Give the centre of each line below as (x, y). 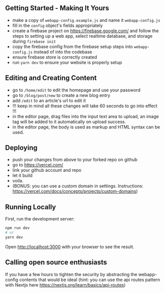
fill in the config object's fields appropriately (57, 25)
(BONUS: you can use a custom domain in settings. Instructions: (78, 186)
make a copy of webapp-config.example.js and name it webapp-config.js (86, 20)
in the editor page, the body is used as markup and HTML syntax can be (86, 127)
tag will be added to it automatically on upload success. (69, 122)
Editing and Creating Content (51, 78)
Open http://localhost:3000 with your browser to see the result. (70, 247)
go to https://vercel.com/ (38, 165)
